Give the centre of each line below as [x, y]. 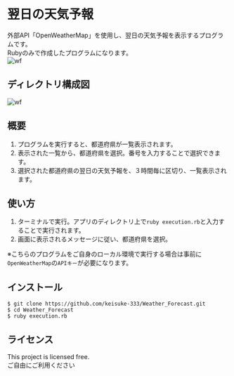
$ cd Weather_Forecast [40, 310]
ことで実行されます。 [54, 231]
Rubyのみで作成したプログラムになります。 [70, 53]
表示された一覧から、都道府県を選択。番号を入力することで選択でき [116, 153]
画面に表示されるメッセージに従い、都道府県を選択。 [95, 239]
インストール [35, 287]
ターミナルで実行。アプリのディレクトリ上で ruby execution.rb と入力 [118, 221]
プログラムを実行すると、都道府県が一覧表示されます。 [97, 144]
